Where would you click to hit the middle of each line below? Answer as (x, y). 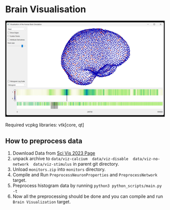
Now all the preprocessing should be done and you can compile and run (88, 196)
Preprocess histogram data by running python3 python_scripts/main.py (87, 185)
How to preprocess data (44, 141)
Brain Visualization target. (41, 201)
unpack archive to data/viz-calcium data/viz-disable (70, 158)
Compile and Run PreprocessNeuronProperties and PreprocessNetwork (85, 174)
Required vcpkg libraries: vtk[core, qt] (45, 125)
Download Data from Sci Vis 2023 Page (54, 153)
